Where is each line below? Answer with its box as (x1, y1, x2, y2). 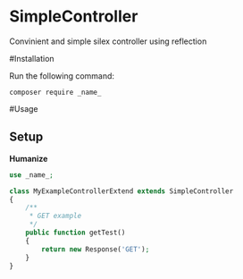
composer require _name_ (9, 88, 102, 97)
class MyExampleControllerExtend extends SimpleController (9, 186, 234, 196)
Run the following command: (9, 70, 114, 81)
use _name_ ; (9, 170, 54, 180)
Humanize (9, 153, 48, 164)
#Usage (9, 103, 38, 114)
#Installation (9, 53, 55, 63)
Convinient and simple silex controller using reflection (9, 36, 207, 46)
